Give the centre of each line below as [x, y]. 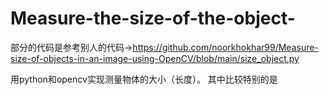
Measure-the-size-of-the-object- [153, 18]
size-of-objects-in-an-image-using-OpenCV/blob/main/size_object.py [155, 58]
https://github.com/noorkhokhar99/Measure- [225, 47]
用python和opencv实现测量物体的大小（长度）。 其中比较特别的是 [144, 79]
